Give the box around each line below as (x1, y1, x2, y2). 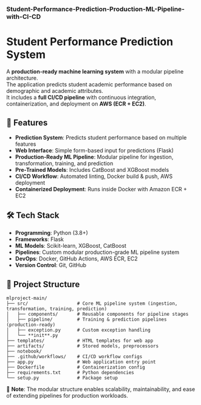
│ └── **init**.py (6, 333, 59, 339)
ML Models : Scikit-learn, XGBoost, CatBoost (15, 242, 126, 250)
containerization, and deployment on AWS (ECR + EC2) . (6, 100, 146, 107)
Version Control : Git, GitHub (15, 262, 87, 269)
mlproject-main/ (6, 295, 47, 302)
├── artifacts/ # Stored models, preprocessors (6, 343, 159, 349)
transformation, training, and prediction (15, 160, 114, 167)
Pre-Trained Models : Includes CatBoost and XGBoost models (15, 166, 169, 173)
